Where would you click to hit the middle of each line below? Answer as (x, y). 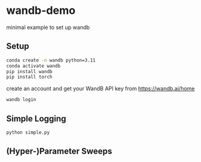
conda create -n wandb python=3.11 (51, 60)
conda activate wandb (33, 66)
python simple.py (28, 132)
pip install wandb (29, 71)
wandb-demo (41, 11)
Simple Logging (36, 118)
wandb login (21, 100)
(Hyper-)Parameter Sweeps (59, 151)
